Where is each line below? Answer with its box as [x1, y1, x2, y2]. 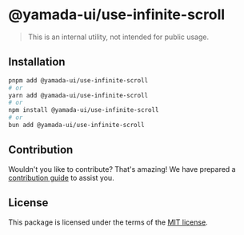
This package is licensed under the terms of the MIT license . [8, 217, 208, 227]
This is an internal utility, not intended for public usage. [27, 32, 210, 42]
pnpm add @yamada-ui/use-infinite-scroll [8, 76, 149, 85]
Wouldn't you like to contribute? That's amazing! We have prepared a [8, 164, 236, 173]
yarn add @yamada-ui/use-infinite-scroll [8, 91, 149, 99]
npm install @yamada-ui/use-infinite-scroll [8, 106, 159, 114]
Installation [8, 55, 66, 69]
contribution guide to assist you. [8, 173, 114, 182]
